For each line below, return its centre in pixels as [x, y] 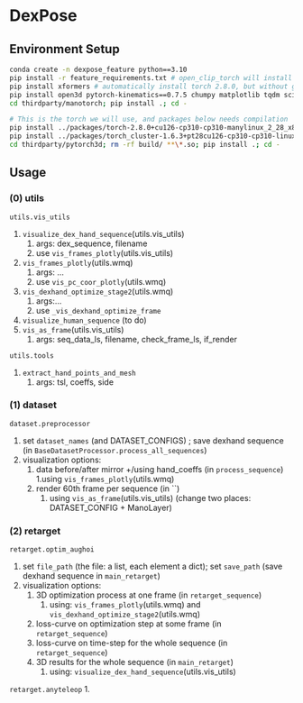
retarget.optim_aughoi [52, 550]
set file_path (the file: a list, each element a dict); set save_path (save [152, 566]
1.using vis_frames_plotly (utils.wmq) [105, 479]
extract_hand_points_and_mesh [79, 373]
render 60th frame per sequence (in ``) [108, 488]
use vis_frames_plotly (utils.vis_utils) [105, 252]
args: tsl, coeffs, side [75, 382]
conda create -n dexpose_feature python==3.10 [98, 69]
